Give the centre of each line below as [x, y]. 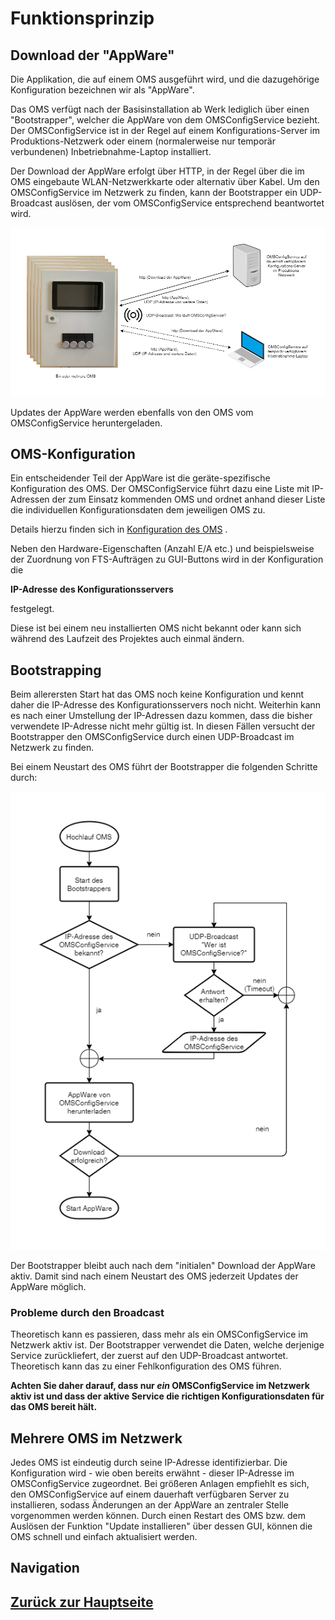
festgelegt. [32, 609]
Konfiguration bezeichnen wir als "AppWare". [102, 90]
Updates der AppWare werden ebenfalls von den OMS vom [132, 412]
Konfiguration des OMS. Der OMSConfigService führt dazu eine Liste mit [160, 489]
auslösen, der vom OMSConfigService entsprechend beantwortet [189, 203]
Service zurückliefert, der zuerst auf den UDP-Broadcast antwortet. [149, 1356]
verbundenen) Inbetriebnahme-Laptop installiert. [111, 151]
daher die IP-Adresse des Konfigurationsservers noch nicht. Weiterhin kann [166, 705]
